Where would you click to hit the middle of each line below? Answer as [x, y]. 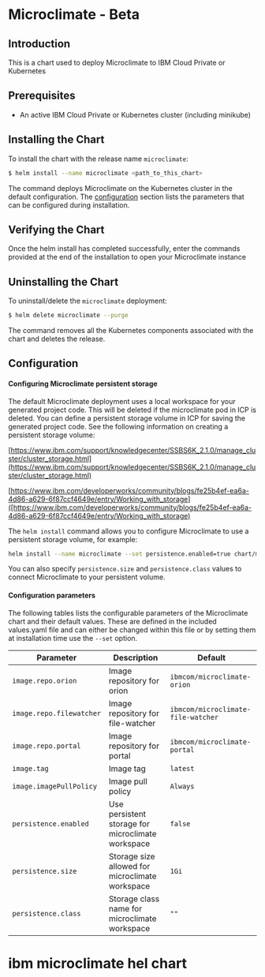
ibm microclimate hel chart [98, 963]
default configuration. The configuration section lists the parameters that [126, 197]
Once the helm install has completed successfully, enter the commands [124, 249]
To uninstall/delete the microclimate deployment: [88, 301]
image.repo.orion [45, 681]
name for [126, 908]
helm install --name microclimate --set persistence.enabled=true [119, 554]
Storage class [134, 899]
